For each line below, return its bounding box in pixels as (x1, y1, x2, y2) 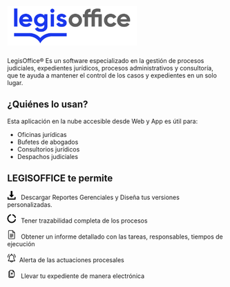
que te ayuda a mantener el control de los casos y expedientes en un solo (7, 71, 218, 80)
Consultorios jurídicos (17, 145, 80, 154)
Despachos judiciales (17, 152, 78, 160)
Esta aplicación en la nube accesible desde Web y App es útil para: (7, 117, 198, 125)
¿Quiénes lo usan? (7, 99, 88, 111)
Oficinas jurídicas (17, 130, 67, 138)
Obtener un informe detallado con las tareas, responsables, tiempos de (20, 232, 223, 241)
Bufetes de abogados (17, 138, 79, 146)
